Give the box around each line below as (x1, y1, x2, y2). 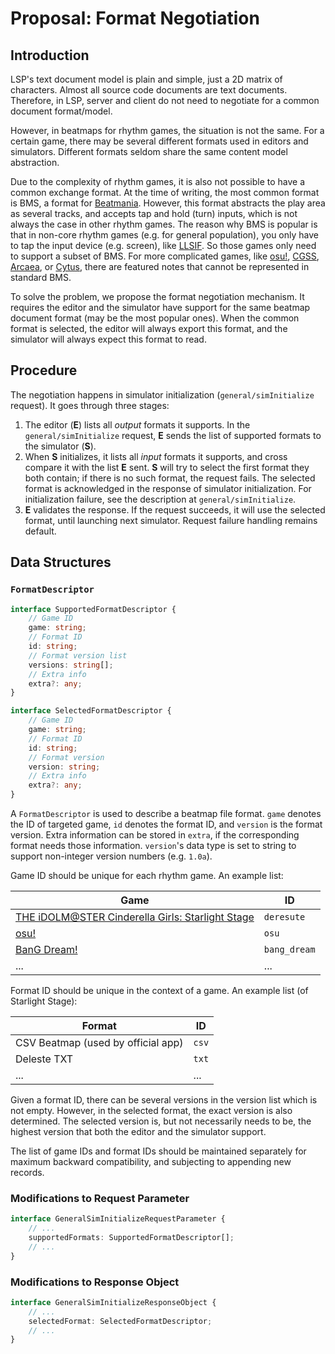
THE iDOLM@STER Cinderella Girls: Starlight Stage (15, 910, 255, 924)
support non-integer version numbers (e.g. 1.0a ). (10, 850, 213, 862)
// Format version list (28, 650, 128, 661)
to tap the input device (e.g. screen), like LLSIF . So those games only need (10, 240, 317, 251)
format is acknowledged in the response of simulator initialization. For (24, 482, 312, 494)
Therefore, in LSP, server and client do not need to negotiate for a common (10, 95, 320, 106)
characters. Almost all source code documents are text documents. (10, 84, 288, 96)
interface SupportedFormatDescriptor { (10, 604, 177, 614)
